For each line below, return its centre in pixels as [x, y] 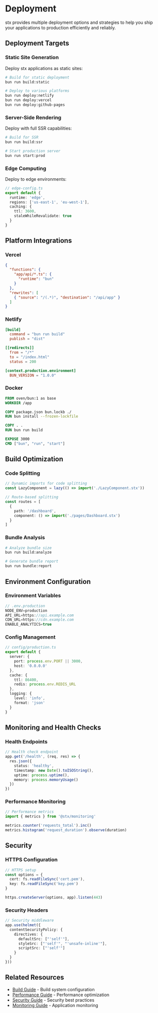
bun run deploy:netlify [30, 96]
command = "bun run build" [37, 334]
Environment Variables [33, 595]
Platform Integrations [39, 241]
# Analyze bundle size [28, 548]
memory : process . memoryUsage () [46, 780]
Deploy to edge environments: [36, 179]
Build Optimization [34, 459]
